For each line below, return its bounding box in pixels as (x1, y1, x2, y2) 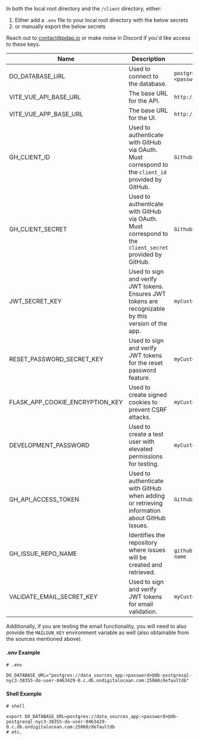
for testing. (128, 460, 159, 468)
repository (128, 539, 158, 546)
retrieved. (128, 568, 156, 576)
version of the (128, 320, 168, 327)
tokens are (128, 297, 158, 305)
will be (128, 554, 147, 561)
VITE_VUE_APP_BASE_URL (9, 110, 84, 118)
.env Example (6, 649, 40, 656)
